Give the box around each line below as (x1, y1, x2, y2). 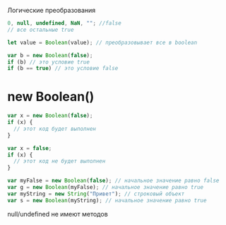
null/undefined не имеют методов (7, 209, 108, 218)
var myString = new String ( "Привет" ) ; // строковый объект (7, 190, 185, 197)
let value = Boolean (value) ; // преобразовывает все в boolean (7, 39, 198, 46)
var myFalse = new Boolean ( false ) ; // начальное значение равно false (7, 177, 220, 185)
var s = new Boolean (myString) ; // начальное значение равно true (7, 197, 207, 204)
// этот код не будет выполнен (13, 158, 106, 165)
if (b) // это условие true (7, 58, 90, 66)
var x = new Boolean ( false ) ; (7, 112, 93, 120)
